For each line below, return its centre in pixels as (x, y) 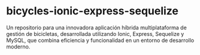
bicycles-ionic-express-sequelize (92, 11)
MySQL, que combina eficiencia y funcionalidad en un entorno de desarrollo (100, 40)
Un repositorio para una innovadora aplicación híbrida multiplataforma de (96, 27)
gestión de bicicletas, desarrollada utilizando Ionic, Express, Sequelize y (95, 33)
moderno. (18, 47)
